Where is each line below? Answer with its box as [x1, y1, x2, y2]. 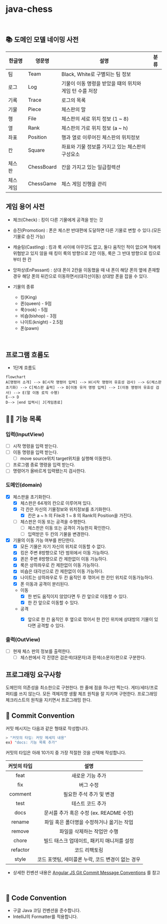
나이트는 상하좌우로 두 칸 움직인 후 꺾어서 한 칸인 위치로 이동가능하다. [20, 574, 154, 581]
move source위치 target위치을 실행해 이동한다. [20, 455, 112, 462]
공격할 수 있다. [37, 622, 65, 628]
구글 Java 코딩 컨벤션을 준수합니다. [12, 908, 81, 914]
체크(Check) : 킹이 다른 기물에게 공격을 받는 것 [12, 217, 104, 223]
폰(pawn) [20, 325, 39, 331]
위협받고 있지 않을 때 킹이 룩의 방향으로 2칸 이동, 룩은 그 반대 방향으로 [12, 250, 148, 256]
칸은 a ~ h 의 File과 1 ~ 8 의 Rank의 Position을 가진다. [27, 512, 133, 518]
